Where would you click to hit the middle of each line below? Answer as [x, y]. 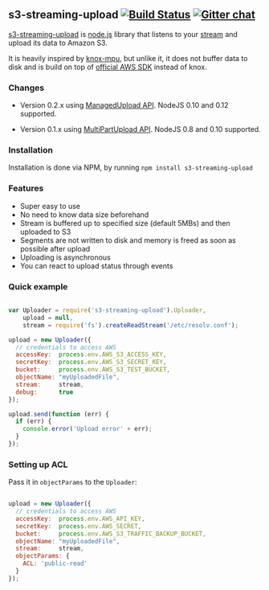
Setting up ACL [38, 465]
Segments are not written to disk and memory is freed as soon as [128, 240]
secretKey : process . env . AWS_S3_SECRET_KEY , [91, 363]
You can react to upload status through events [96, 265]
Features [26, 188]
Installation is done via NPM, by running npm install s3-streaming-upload [130, 168]
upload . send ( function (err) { [59, 414]
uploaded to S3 [45, 231]
